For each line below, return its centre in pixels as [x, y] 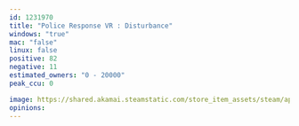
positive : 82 [33, 59]
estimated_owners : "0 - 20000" [67, 75]
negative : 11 [33, 67]
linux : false [33, 51]
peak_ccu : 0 [31, 83]
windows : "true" [39, 34]
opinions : [28, 107]
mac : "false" [33, 42]
